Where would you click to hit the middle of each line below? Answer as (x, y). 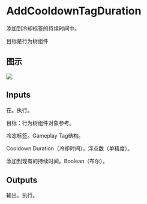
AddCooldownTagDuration (74, 11)
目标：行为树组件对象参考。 (40, 123)
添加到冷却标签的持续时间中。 (43, 28)
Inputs (19, 95)
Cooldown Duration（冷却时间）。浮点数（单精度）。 (70, 148)
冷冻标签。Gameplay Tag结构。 (45, 135)
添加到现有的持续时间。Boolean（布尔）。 (57, 161)
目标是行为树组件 (27, 41)
